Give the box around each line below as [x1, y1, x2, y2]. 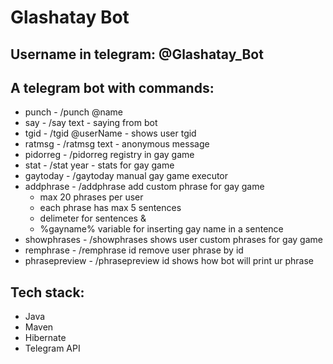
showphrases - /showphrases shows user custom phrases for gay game [24, 234, 323, 246]
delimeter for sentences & [39, 212, 147, 225]
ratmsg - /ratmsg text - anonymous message [24, 138, 210, 150]
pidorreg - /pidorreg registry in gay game [24, 149, 195, 161]
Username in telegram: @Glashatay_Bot [10, 46, 264, 63]
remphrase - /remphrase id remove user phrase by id [24, 244, 244, 256]
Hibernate [24, 332, 67, 344]
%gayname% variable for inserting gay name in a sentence [39, 223, 284, 235]
